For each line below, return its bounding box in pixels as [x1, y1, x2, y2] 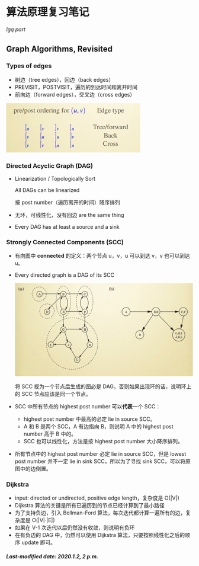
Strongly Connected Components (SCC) [6, 238, 124, 246]
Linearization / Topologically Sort [14, 175, 96, 182]
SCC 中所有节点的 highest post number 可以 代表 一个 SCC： [14, 402, 161, 410]
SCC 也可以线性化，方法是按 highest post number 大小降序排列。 [23, 437, 184, 445]
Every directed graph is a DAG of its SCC [14, 271, 114, 279]
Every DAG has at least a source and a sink [14, 223, 120, 230]
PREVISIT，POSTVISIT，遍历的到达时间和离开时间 [14, 84, 138, 91]
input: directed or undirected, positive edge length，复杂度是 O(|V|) [14, 494, 179, 501]
